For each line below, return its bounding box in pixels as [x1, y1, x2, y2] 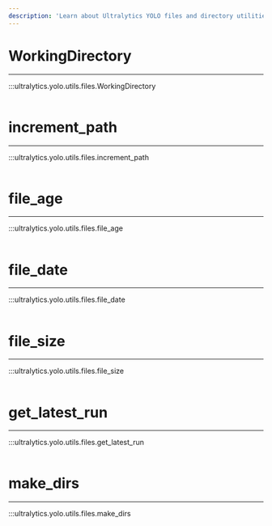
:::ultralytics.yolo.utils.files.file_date [8, 295, 125, 304]
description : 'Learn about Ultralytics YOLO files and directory [8, 11, 233, 20]
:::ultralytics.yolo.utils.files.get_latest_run [8, 438, 144, 448]
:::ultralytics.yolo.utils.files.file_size [8, 366, 125, 376]
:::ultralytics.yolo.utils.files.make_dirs [8, 509, 131, 519]
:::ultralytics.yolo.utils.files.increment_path [8, 152, 150, 162]
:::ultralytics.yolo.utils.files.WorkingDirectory [8, 81, 156, 91]
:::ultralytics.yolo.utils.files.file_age [8, 223, 124, 233]
